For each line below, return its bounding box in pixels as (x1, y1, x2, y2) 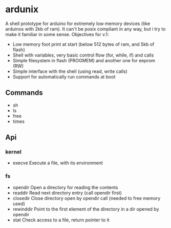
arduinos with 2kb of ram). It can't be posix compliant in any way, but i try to (5, 26, 166, 32)
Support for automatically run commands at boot (12, 73, 116, 80)
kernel (5, 148, 22, 156)
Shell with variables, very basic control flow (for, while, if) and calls (12, 52, 154, 58)
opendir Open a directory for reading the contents (12, 184, 118, 190)
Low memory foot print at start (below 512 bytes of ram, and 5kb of (12, 41, 155, 47)
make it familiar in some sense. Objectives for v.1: (5, 31, 109, 37)
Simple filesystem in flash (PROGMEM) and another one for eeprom (12, 57, 155, 63)
